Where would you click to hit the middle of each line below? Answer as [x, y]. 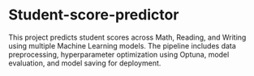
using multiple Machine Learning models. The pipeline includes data [123, 45]
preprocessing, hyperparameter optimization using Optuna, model [119, 54]
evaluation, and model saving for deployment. [85, 63]
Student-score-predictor [94, 15]
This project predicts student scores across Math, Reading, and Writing [127, 37]
